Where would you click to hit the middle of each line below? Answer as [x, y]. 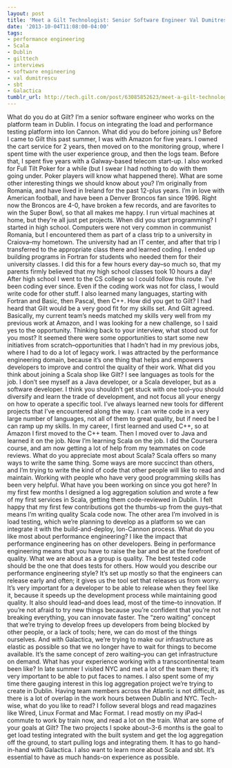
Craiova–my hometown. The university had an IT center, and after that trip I [114, 242]
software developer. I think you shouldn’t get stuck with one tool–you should [116, 389]
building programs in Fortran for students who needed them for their [104, 257]
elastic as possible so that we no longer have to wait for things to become [112, 647]
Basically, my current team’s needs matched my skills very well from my [109, 315]
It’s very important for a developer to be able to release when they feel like [113, 588]
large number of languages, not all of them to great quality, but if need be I [113, 419]
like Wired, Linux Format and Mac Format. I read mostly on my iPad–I [105, 713]
